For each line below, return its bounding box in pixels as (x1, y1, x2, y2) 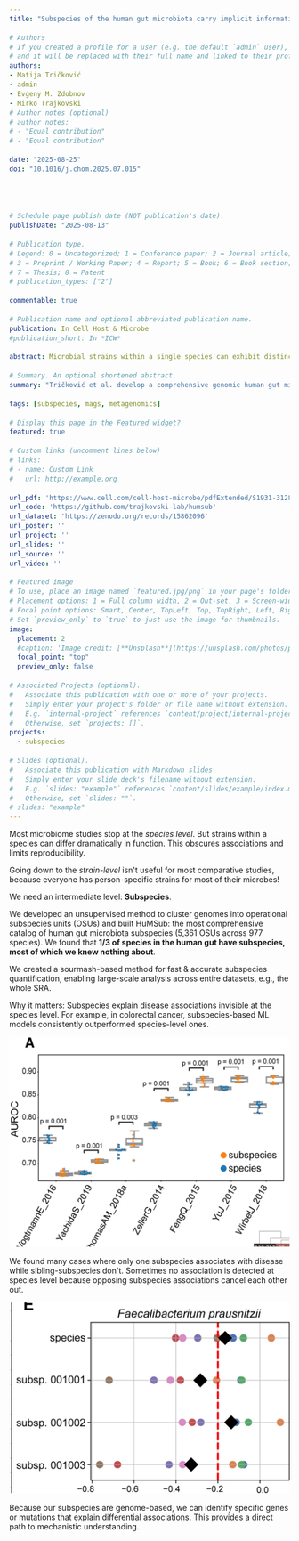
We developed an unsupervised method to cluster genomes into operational (9, 909, 287, 920)
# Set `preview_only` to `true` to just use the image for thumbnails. (9, 615, 280, 624)
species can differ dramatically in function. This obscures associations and (9, 838, 284, 849)
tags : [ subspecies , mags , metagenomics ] (9, 399, 162, 409)
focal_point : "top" (17, 653, 90, 662)
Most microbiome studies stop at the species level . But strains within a (9, 829, 267, 839)
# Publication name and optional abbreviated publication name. (9, 314, 253, 324)
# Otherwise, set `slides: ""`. (9, 793, 138, 803)
